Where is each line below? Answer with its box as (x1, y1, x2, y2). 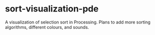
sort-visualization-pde (5, 3, 99, 14)
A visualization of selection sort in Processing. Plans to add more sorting (5, 19, 151, 25)
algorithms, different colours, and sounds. (5, 24, 89, 30)
